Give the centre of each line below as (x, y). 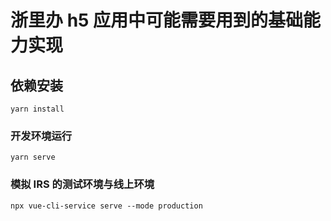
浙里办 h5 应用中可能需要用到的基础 (157, 20)
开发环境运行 (41, 136)
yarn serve (33, 157)
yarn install (37, 109)
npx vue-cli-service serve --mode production (106, 206)
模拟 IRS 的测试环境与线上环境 (82, 184)
